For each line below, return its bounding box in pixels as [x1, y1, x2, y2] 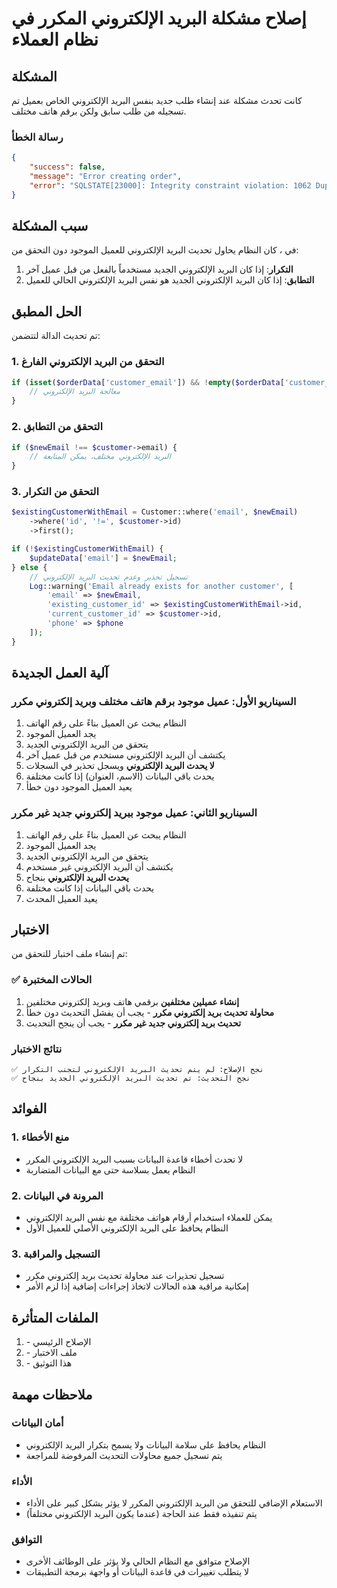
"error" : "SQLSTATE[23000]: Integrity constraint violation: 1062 [29, 180, 312, 191]
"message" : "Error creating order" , [29, 172, 183, 182]
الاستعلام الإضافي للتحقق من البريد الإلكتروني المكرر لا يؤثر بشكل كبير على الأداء [25, 1497, 323, 1509]
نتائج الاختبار [11, 1042, 63, 1056]
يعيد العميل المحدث [25, 892, 98, 904]
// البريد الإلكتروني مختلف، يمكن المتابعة [29, 452, 171, 462]
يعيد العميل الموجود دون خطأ [25, 781, 133, 793]
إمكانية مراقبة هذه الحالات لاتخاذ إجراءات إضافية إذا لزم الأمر [25, 1280, 249, 1292]
